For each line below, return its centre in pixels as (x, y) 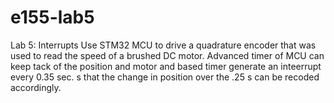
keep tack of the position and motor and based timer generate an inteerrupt (166, 66)
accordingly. (36, 87)
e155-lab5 (52, 17)
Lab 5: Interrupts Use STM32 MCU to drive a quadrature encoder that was (163, 45)
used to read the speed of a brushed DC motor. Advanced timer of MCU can (167, 55)
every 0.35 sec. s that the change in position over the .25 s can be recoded (165, 77)
